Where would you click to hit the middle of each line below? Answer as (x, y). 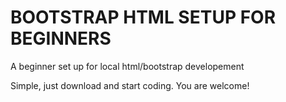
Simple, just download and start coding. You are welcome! (130, 85)
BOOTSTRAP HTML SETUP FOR (143, 17)
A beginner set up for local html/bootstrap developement (127, 66)
